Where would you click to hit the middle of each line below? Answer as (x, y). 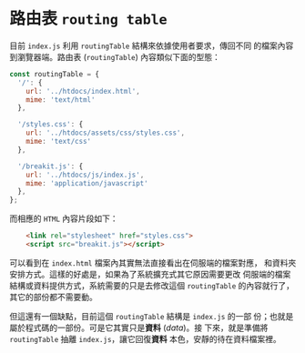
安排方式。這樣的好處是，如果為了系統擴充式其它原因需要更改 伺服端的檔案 (150, 274)
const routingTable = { (55, 74)
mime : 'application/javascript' (87, 183)
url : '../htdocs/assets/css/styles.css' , (105, 133)
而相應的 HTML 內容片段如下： (64, 218)
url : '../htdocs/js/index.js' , (85, 175)
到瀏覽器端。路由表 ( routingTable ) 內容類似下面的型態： (115, 56)
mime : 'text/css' (59, 142)
